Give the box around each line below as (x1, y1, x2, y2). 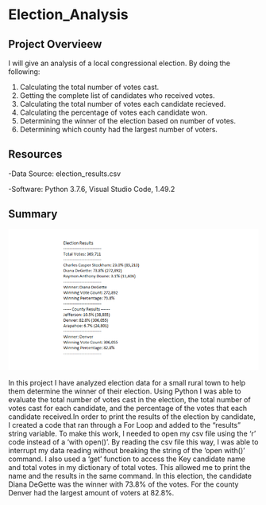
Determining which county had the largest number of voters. (19, 125, 218, 134)
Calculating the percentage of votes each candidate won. (19, 108, 208, 117)
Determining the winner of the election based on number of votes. (19, 116, 237, 125)
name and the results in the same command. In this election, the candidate (8, 471, 253, 480)
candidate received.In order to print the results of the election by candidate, (8, 412, 256, 421)
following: (8, 67, 40, 76)
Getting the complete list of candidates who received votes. (19, 91, 215, 100)
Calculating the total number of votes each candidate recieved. (19, 100, 226, 108)
